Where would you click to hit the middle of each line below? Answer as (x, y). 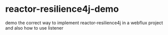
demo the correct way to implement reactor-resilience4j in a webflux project (84, 23)
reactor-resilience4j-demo (62, 9)
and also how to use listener (34, 28)
